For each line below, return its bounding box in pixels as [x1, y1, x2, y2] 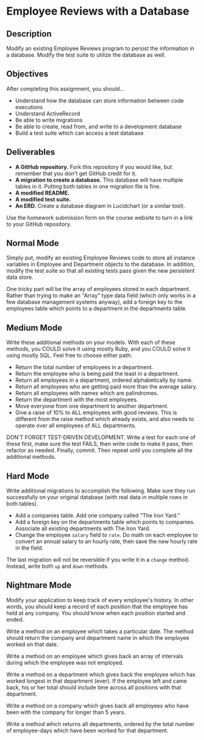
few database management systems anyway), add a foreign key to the [6, 298, 183, 306]
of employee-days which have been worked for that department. [6, 727, 169, 734]
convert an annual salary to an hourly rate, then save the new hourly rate [15, 538, 198, 545]
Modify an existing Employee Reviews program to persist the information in [6, 45, 195, 52]
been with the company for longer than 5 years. [6, 708, 126, 716]
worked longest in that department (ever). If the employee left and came [6, 677, 188, 684]
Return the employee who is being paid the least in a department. [15, 370, 180, 378]
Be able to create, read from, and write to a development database [15, 123, 182, 130]
